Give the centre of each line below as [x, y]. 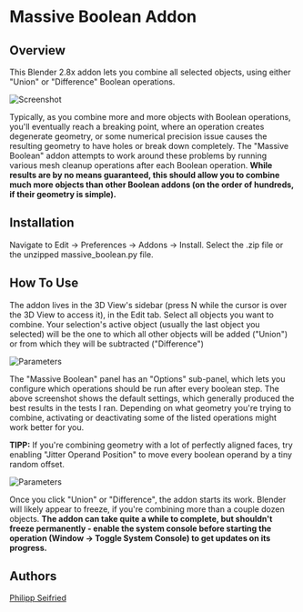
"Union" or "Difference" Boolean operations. [92, 82]
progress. [28, 547]
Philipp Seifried [38, 598]
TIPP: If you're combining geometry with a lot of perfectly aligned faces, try [151, 445]
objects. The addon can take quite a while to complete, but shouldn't [141, 518]
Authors [33, 576]
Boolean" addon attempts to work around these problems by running [138, 156]
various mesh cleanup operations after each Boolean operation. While [141, 165]
